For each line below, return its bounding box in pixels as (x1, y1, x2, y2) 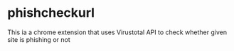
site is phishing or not (7, 35, 70, 43)
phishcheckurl (7, 5, 95, 21)
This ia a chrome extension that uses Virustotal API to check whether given (7, 28, 228, 36)
